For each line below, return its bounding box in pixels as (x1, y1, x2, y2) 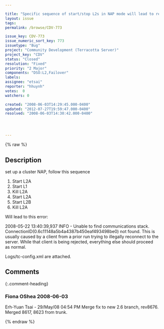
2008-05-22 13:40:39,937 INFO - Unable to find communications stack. (5, 223, 150, 229)
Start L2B (12, 199, 31, 205)
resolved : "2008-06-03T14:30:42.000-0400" (5, 111, 93, 116)
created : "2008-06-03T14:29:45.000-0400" (5, 102, 91, 107)
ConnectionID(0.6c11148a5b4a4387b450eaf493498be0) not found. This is (5, 228, 155, 234)
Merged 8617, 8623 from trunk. (5, 309, 67, 315)
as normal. (5, 244, 26, 250)
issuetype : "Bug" (5, 43, 41, 48)
